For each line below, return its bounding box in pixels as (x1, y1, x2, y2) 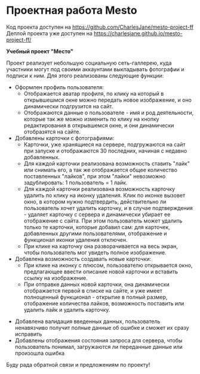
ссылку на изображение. (23, 274, 88, 281)
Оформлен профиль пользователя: (14, 83, 104, 90)
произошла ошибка (14, 349, 64, 357)
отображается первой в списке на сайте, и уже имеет (23, 287, 162, 294)
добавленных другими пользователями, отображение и (23, 230, 167, 237)
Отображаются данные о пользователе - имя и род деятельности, (23, 109, 194, 116)
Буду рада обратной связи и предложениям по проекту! (6, 361, 150, 368)
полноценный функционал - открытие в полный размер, (23, 293, 168, 300)
